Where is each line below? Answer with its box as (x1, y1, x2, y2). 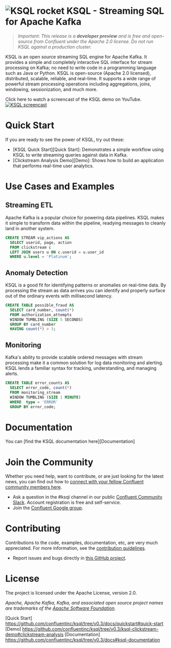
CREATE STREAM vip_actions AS (5, 235, 70, 240)
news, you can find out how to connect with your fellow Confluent (5, 479, 144, 485)
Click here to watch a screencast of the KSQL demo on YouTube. (5, 96, 142, 102)
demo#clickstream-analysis (5, 632, 64, 638)
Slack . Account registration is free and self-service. (12, 499, 121, 506)
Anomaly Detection (5, 269, 68, 277)
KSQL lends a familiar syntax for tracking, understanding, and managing (5, 365, 157, 371)
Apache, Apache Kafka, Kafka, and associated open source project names (5, 600, 163, 606)
